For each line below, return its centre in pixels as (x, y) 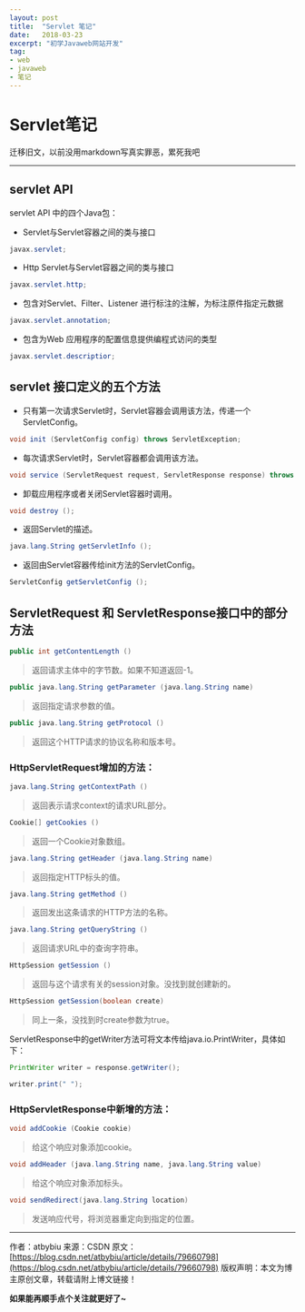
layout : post (34, 18)
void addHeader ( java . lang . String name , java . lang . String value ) (135, 1164)
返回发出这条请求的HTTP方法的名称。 (102, 913)
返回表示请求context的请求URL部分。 (101, 805)
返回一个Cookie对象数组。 (81, 841)
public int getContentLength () (70, 651)
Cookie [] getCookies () (54, 823)
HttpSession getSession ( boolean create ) (87, 1002)
